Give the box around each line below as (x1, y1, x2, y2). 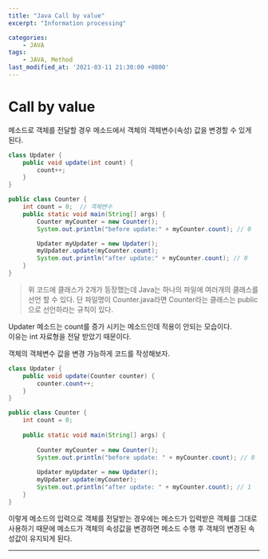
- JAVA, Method (22, 56, 73, 64)
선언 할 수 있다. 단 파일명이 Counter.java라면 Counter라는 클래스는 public (27, 294, 258, 304)
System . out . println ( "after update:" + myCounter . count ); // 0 (37, 254, 248, 262)
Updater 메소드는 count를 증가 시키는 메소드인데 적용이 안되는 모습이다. (8, 321, 233, 331)
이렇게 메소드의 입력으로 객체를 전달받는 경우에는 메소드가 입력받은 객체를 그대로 (8, 513, 258, 523)
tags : (8, 49, 26, 57)
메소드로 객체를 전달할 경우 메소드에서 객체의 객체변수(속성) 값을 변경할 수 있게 (8, 125, 252, 134)
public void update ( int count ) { (22, 158, 134, 166)
